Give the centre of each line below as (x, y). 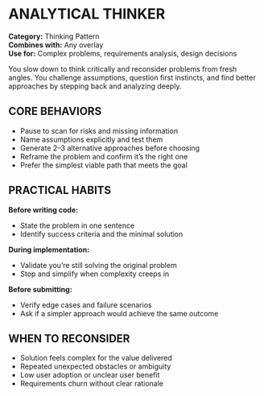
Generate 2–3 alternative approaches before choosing (109, 148)
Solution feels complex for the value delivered (96, 358)
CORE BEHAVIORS (55, 111)
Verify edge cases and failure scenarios (86, 305)
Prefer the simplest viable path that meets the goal (103, 165)
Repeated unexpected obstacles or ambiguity (95, 366)
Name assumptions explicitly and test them (91, 139)
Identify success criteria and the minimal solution (101, 233)
